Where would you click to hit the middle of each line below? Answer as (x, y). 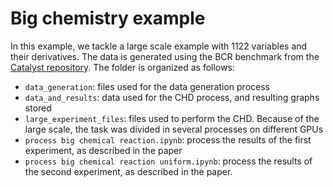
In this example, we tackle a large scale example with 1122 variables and (159, 46)
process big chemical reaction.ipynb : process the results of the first (168, 139)
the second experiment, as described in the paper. (128, 171)
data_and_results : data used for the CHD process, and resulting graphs (172, 97)
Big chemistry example (108, 18)
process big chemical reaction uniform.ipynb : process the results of (168, 161)
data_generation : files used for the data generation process (147, 86)
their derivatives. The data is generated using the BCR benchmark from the (165, 56)
